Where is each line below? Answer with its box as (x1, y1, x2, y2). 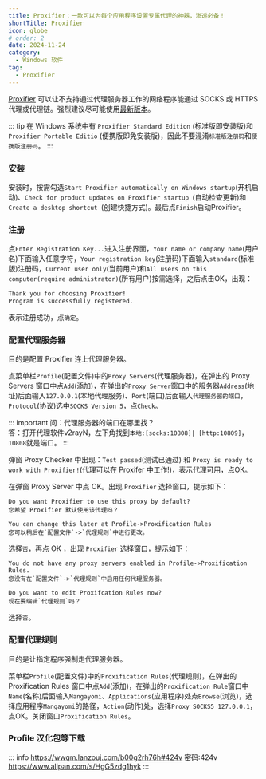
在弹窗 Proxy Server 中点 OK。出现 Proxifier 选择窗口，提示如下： (8, 482, 229, 492)
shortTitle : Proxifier (8, 19, 84, 27)
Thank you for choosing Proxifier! (8, 290, 127, 298)
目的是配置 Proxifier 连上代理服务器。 (8, 354, 131, 364)
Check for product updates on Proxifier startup (25, 193, 190, 202)
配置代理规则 (8, 635, 58, 646)
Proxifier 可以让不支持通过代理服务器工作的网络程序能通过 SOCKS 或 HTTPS (8, 93, 259, 104)
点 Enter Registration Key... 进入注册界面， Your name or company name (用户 (8, 244, 260, 254)
